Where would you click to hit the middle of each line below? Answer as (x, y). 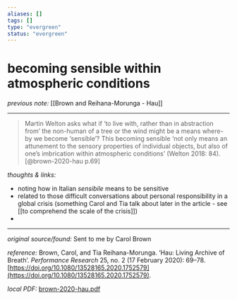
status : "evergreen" (38, 34)
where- (213, 131)
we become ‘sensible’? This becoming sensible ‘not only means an (130, 139)
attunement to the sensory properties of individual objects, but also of (126, 146)
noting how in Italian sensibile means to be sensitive (93, 189)
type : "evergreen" (34, 27)
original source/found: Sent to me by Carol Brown (79, 239)
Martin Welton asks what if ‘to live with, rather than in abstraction (119, 124)
